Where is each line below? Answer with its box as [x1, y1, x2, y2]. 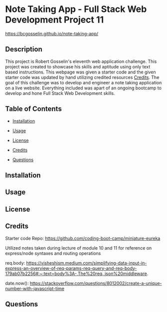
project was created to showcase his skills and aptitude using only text [5, 63, 151, 69]
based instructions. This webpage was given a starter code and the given [5, 69, 156, 75]
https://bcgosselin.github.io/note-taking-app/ [5, 30, 99, 36]
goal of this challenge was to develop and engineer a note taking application [5, 79, 162, 85]
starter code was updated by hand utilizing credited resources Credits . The [5, 74, 160, 80]
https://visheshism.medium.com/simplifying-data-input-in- [26, 260, 147, 266]
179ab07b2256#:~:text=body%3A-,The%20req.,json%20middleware [5, 271, 147, 277]
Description [5, 45, 42, 53]
